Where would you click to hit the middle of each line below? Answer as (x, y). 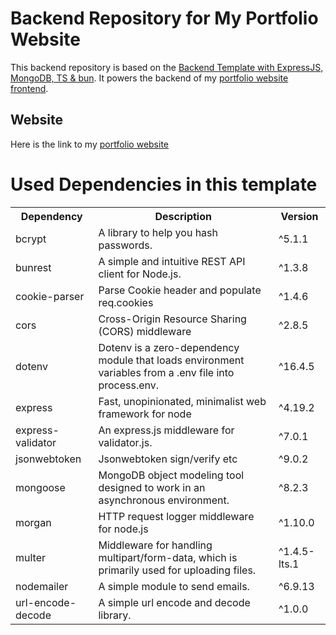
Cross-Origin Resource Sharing (172, 319)
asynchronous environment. (164, 500)
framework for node (145, 414)
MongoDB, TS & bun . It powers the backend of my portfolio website (149, 78)
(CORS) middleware (145, 331)
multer (31, 557)
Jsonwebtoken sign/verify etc (168, 459)
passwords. (125, 245)
